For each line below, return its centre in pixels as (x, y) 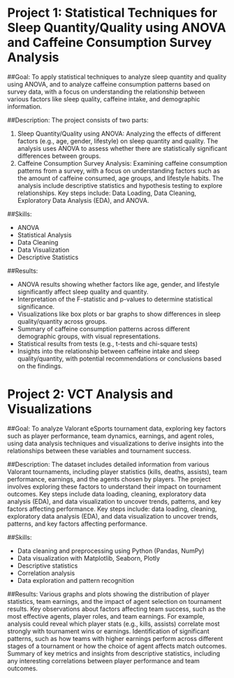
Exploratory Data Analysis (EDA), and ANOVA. (83, 200)
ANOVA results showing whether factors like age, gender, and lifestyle (118, 284)
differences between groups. (59, 156)
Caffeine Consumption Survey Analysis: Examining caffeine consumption (122, 163)
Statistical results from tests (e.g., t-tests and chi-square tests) (107, 343)
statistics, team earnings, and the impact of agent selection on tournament (115, 601)
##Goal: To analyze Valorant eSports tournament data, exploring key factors (117, 428)
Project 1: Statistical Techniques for (112, 13)
